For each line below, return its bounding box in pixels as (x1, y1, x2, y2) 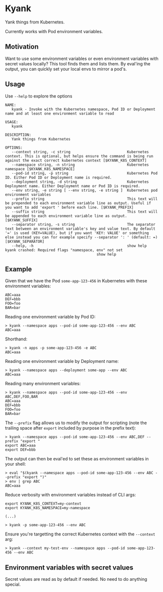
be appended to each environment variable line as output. (5, 213, 127, 218)
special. (5, 581, 21, 588)
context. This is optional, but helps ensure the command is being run (5, 154, 153, 158)
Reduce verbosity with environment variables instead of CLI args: (5, 492, 136, 498)
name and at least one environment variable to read (5, 111, 114, 116)
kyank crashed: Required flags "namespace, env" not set (5, 247, 123, 253)
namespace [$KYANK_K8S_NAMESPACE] (5, 166, 75, 171)
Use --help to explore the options (5, 93, 72, 99)
